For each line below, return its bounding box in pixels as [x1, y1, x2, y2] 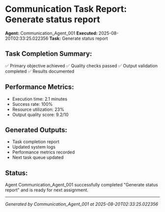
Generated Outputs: [5, 125, 68, 134]
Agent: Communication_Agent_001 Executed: [5, 30, 98, 36]
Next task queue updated [12, 154, 64, 160]
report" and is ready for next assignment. [5, 187, 88, 193]
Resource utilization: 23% [12, 106, 65, 112]
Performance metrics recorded [12, 149, 75, 155]
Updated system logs [12, 144, 55, 150]
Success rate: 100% [12, 101, 53, 107]
